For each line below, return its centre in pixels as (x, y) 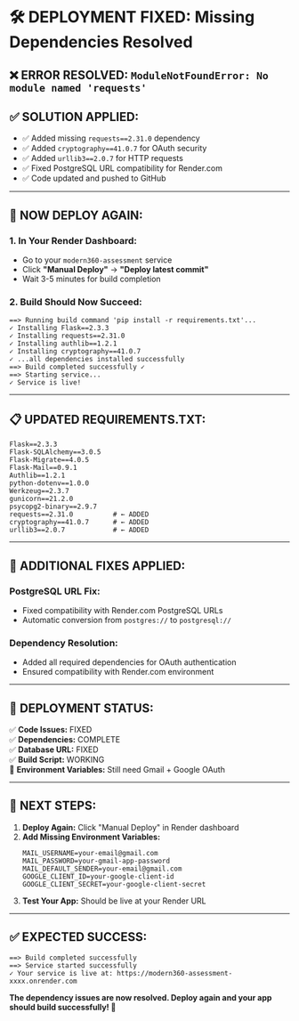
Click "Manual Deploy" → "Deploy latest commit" (115, 270)
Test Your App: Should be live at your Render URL (114, 901)
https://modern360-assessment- (175, 973)
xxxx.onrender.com (43, 981)
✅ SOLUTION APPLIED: (74, 117)
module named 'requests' (78, 88)
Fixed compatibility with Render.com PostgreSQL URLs (122, 610)
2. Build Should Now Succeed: (76, 302)
